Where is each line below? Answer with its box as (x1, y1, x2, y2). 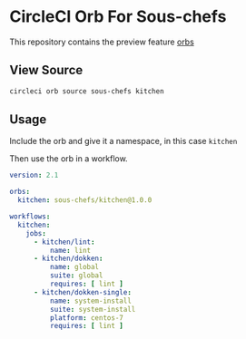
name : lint (49, 246, 92, 255)
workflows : (9, 212, 51, 221)
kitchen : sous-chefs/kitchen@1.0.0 (17, 196, 153, 205)
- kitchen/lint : (33, 237, 95, 247)
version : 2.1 (9, 170, 59, 180)
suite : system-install (49, 305, 136, 314)
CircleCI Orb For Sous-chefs (9, 6, 227, 27)
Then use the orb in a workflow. (9, 153, 129, 164)
